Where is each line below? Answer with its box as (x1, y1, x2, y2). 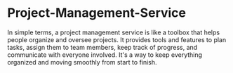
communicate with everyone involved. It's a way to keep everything (7, 51, 202, 59)
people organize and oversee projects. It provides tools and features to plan (7, 35, 227, 44)
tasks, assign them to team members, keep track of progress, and (7, 43, 198, 51)
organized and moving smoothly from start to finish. (7, 58, 157, 66)
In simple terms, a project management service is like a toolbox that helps (7, 28, 220, 36)
